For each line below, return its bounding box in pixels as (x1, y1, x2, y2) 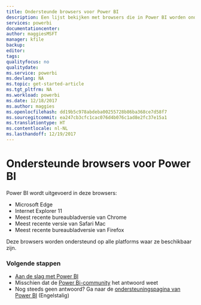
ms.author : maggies (6, 103, 55, 109)
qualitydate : (6, 64, 39, 71)
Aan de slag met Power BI (14, 273, 79, 280)
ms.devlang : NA (6, 75, 44, 81)
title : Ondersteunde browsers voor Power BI (6, 8, 119, 15)
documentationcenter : (6, 25, 60, 32)
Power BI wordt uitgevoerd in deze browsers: (6, 189, 117, 196)
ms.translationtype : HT (6, 120, 66, 126)
